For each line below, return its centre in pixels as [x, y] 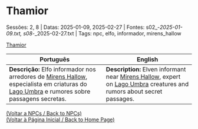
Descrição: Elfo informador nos [52, 69]
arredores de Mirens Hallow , [48, 77]
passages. [120, 98]
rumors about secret [134, 91]
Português [55, 59]
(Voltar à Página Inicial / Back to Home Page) [60, 120]
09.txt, [14, 33]
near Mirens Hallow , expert [143, 77]
